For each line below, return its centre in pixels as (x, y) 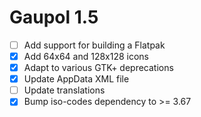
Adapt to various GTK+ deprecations (98, 68)
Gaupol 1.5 (54, 17)
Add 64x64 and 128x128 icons (86, 56)
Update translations (64, 90)
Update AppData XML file (76, 79)
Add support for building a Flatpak (94, 45)
